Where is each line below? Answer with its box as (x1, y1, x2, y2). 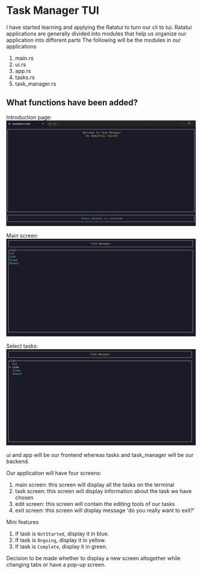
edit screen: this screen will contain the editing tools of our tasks (14, 500, 176, 508)
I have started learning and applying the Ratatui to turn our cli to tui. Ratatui (6, 24, 192, 31)
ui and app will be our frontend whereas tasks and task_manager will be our (6, 452, 194, 459)
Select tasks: (6, 342, 38, 350)
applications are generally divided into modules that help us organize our (6, 30, 187, 37)
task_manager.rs (14, 80, 57, 87)
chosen (14, 494, 34, 501)
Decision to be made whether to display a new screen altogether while (6, 555, 181, 562)
